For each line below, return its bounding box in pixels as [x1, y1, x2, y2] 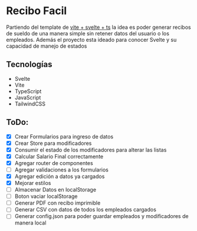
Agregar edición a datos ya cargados [14, 173, 105, 180]
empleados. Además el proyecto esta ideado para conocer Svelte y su [6, 36, 177, 43]
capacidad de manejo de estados [6, 42, 87, 49]
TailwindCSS [14, 100, 46, 107]
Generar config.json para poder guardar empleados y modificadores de [14, 213, 189, 220]
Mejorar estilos [14, 180, 51, 186]
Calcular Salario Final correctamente [14, 153, 104, 160]
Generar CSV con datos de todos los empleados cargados [14, 206, 156, 213]
